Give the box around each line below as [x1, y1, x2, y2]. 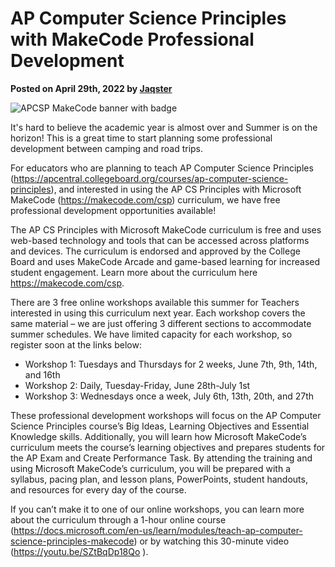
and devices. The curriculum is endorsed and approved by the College [10, 245, 301, 257]
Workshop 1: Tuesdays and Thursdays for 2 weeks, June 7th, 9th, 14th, [24, 358, 318, 370]
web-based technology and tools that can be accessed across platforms [10, 234, 310, 246]
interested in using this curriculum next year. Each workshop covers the [10, 307, 306, 319]
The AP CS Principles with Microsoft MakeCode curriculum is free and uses [10, 223, 322, 236]
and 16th [24, 368, 61, 381]
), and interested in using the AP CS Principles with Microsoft [50, 183, 302, 195]
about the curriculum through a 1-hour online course [10, 513, 227, 526]
